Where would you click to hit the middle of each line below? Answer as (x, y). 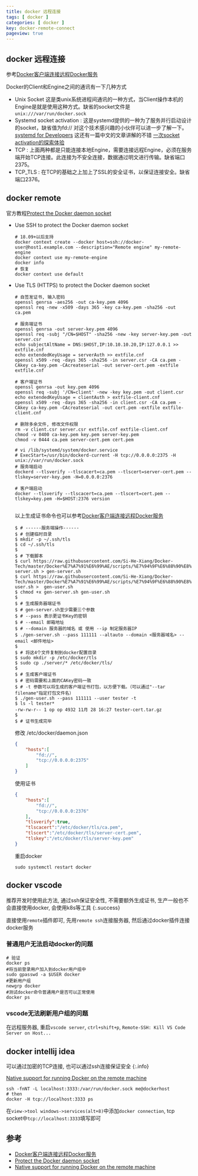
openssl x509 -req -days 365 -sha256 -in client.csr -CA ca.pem (95, 402)
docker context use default (49, 274)
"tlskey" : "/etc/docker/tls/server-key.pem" (80, 838)
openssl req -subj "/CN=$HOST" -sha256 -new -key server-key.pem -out (103, 334)
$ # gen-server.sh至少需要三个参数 (55, 610)
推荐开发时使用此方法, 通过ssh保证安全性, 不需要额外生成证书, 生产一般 (92, 900)
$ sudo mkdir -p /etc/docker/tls (56, 658)
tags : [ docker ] (27, 17)
